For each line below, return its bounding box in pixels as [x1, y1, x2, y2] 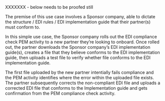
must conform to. [5, 24, 41, 30]
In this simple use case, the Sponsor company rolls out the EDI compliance [5, 34, 157, 39]
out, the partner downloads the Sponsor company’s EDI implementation [5, 44, 151, 50]
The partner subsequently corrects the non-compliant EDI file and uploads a [5, 80, 161, 86]
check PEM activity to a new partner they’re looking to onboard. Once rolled [5, 39, 160, 45]
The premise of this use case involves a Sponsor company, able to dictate [5, 14, 156, 19]
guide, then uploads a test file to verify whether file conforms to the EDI [5, 55, 151, 61]
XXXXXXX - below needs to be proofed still [5, 4, 93, 10]
